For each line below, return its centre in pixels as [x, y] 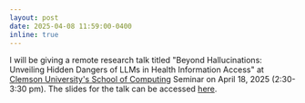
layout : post [34, 18]
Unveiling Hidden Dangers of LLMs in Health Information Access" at [137, 70]
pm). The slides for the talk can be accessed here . [123, 89]
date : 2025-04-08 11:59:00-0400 [71, 26]
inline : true [34, 34]
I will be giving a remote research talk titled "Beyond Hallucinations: [136, 61]
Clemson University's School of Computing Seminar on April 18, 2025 [140, 80]
